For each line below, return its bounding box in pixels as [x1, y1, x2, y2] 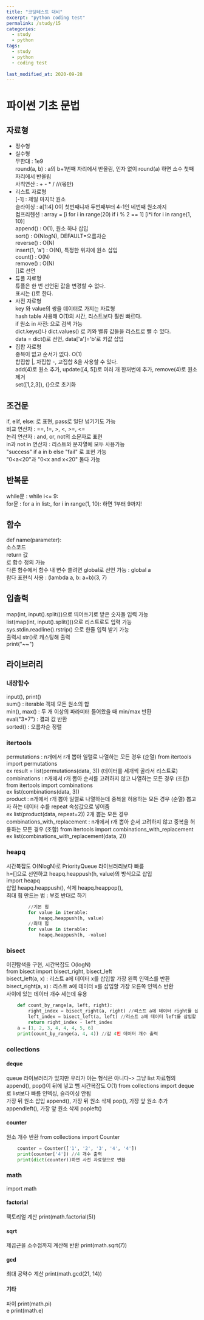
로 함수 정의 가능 [6, 559, 46, 566]
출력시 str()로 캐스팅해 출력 [6, 633, 71, 641]
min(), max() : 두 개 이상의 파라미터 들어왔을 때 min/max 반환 [6, 708, 152, 715]
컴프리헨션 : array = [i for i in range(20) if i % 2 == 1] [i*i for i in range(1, [15, 211, 192, 218]
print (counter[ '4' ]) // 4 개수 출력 [17, 1151, 102, 1157]
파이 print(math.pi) [6, 1300, 52, 1307]
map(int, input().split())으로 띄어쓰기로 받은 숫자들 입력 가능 [6, 610, 149, 617]
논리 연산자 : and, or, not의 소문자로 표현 [6, 433, 103, 441]
